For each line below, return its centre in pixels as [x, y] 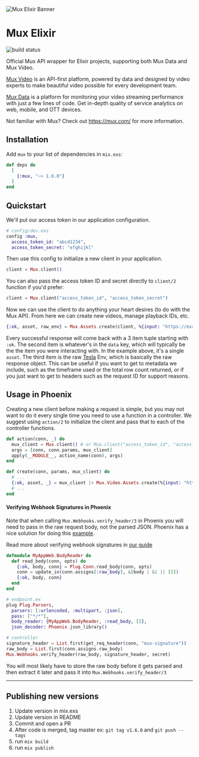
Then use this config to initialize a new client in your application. [84, 259]
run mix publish [34, 747]
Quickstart [26, 205]
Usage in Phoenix [39, 395]
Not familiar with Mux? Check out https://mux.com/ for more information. [95, 121]
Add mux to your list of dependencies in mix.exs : [65, 154]
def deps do [21, 165]
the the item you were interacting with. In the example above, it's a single [95, 351]
